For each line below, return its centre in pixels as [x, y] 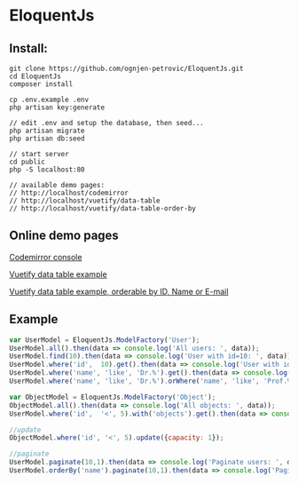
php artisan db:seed [47, 139]
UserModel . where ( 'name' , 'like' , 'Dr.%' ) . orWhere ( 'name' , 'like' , [134, 381]
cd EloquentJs [35, 76]
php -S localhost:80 [47, 170]
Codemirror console [46, 257]
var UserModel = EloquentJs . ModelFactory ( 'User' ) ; [105, 340]
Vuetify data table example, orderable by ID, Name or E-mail [119, 291]
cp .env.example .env [49, 99]
